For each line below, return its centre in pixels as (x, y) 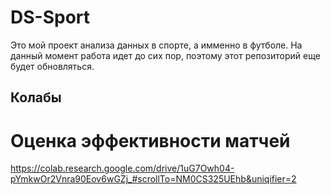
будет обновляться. (52, 66)
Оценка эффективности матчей (150, 140)
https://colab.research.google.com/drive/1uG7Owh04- (122, 168)
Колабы (36, 97)
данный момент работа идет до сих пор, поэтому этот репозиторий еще (165, 55)
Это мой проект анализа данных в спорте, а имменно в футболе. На (156, 45)
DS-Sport (50, 17)
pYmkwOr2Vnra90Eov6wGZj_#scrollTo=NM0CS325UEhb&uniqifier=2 (153, 179)
